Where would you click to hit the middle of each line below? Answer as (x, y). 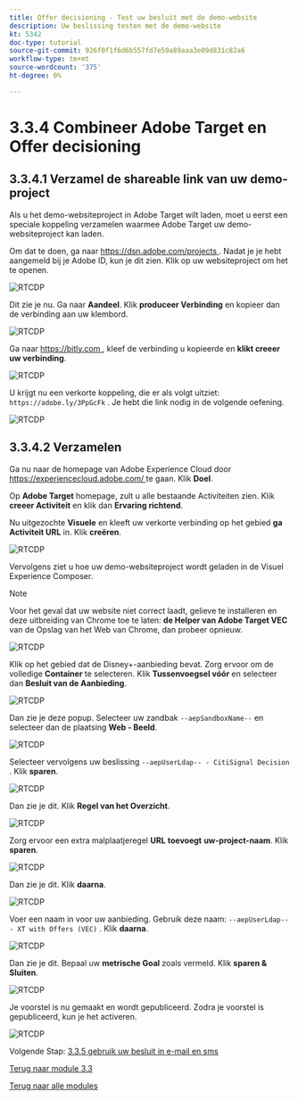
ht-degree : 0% (36, 76)
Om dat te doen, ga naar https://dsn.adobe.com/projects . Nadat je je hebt (145, 251)
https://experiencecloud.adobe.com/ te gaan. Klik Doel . (111, 478)
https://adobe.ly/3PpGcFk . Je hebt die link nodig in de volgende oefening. (147, 401)
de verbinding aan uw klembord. (69, 314)
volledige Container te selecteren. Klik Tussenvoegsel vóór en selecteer (143, 674)
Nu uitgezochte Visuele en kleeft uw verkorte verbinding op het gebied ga (146, 522)
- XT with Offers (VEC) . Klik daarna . (79, 928)
